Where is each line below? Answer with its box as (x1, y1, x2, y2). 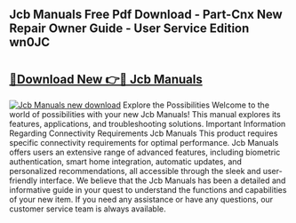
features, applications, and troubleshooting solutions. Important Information (9, 119, 286, 129)
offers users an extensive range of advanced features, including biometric (9, 147, 281, 157)
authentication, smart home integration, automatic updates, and (9, 156, 243, 167)
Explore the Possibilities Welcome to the (123, 100, 269, 110)
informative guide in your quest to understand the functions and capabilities (9, 185, 287, 195)
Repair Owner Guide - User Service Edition (9, 21, 250, 36)
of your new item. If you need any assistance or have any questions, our (9, 195, 274, 204)
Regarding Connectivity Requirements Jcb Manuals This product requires (9, 128, 278, 139)
